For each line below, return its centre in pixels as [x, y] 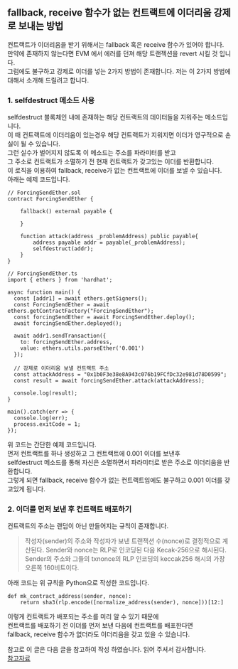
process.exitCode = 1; [47, 424]
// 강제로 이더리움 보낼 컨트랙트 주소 [61, 368]
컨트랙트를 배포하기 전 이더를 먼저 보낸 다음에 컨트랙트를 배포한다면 [100, 626]
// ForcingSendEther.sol [44, 193]
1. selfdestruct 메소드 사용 [51, 100]
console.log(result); [46, 393]
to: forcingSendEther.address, [66, 342]
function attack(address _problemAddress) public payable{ [109, 237]
